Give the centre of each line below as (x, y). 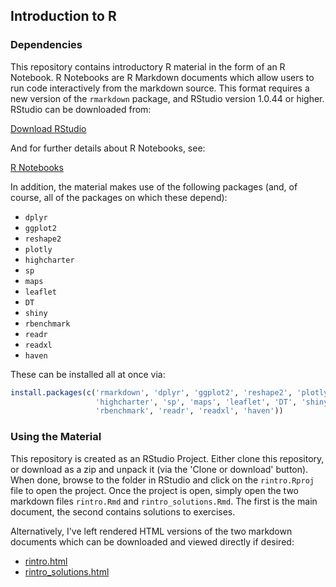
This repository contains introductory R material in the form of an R (148, 66)
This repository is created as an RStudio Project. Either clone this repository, (167, 458)
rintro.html (46, 561)
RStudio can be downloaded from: (81, 109)
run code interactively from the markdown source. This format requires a (160, 88)
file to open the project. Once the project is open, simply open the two (154, 490)
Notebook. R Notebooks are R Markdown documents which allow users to (162, 77)
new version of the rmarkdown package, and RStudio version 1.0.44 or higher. (167, 98)
